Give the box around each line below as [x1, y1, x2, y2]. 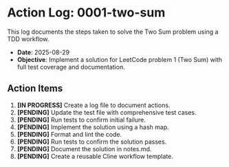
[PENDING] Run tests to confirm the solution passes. [17, 137, 167, 146]
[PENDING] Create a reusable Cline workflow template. [17, 152, 173, 160]
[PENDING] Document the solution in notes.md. [17, 144, 152, 153]
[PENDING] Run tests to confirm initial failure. [17, 115, 146, 124]
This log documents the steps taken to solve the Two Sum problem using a [7, 27, 219, 36]
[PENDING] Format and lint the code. [17, 130, 122, 138]
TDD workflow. [7, 34, 50, 43]
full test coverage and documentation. [17, 63, 125, 71]
